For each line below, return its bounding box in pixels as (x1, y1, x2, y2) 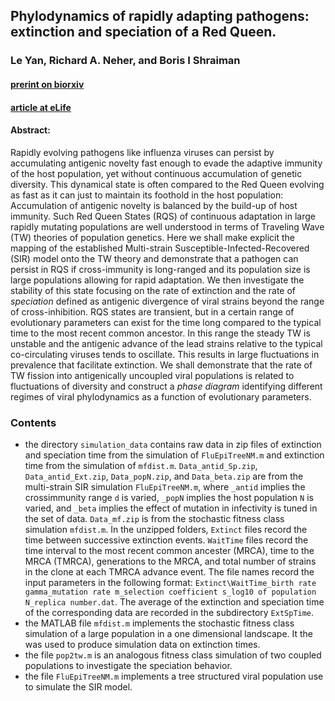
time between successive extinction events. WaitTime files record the (24, 534, 309, 546)
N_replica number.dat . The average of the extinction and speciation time (24, 596, 325, 608)
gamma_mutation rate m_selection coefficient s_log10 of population (24, 587, 317, 597)
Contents (10, 415, 57, 429)
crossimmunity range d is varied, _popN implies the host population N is (24, 492, 314, 503)
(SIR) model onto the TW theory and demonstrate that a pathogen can (10, 252, 299, 264)
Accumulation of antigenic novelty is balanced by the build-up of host (10, 199, 298, 211)
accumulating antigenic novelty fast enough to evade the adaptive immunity (10, 157, 323, 169)
